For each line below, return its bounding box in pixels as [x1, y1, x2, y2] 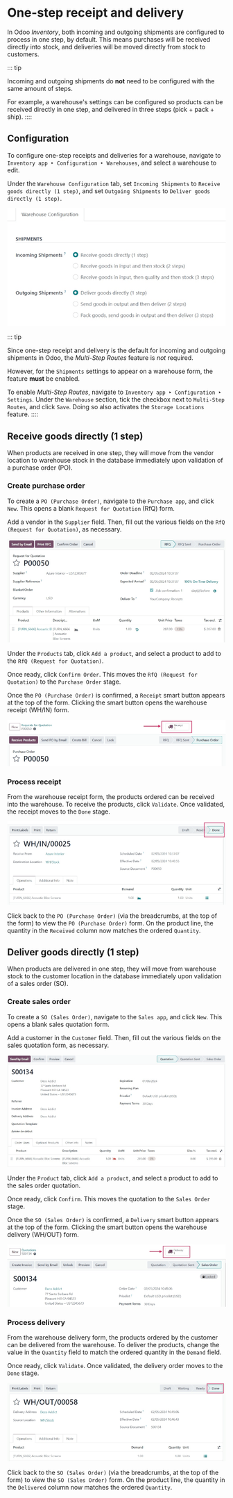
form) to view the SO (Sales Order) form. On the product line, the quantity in [7, 1475, 225, 1484]
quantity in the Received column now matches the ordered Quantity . [7, 926, 201, 935]
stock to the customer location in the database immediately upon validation [7, 972, 222, 980]
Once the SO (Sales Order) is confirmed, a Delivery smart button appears [7, 1216, 219, 1224]
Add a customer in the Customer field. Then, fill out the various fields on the [7, 1033, 221, 1042]
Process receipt [7, 777, 62, 787]
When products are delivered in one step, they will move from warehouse [7, 964, 216, 973]
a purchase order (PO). [7, 463, 73, 472]
